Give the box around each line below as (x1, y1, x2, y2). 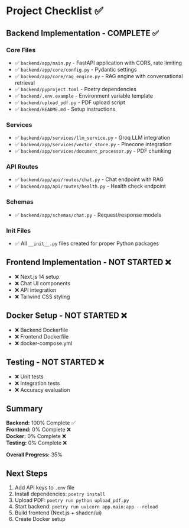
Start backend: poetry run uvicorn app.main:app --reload (14, 503, 158, 510)
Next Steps (6, 468, 48, 478)
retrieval (14, 79, 35, 86)
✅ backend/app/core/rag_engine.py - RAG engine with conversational (14, 72, 183, 79)
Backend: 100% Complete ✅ (6, 419, 76, 427)
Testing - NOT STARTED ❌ (6, 357, 105, 368)
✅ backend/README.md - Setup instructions (14, 105, 116, 112)
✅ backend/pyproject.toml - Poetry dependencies (14, 85, 137, 92)
